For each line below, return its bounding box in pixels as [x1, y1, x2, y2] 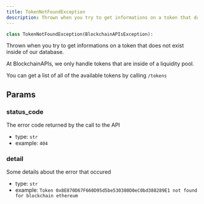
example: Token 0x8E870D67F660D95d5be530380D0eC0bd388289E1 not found [15, 186, 197, 194]
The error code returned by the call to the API [6, 122, 120, 129]
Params [6, 89, 36, 100]
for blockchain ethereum [15, 193, 78, 199]
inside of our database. [6, 48, 64, 56]
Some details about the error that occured [6, 168, 111, 176]
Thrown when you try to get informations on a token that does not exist [6, 42, 184, 49]
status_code [6, 107, 44, 116]
